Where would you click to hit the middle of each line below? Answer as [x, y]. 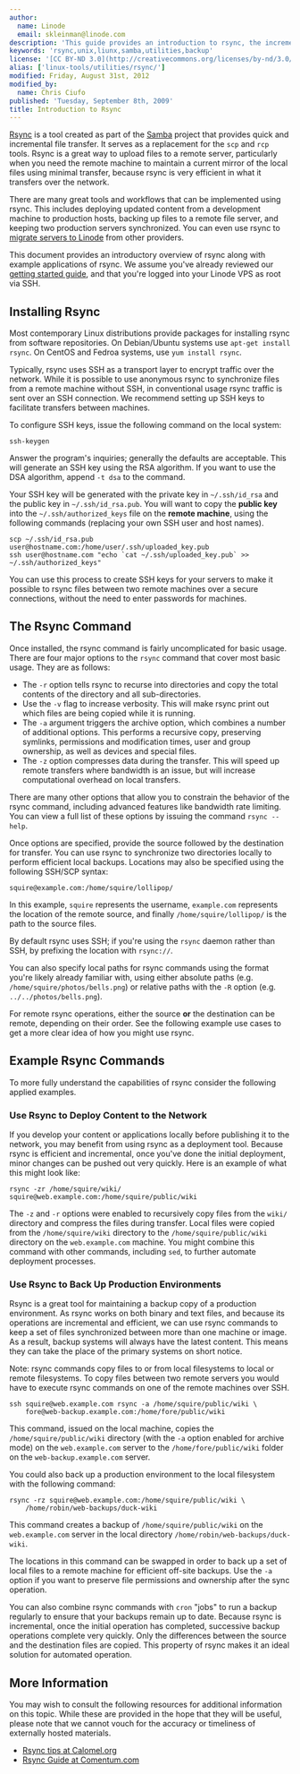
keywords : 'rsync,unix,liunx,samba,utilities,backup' [112, 51]
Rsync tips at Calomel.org [70, 1751]
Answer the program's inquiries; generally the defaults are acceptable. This [148, 458]
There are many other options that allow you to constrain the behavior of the [150, 797]
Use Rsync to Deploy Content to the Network [108, 1115]
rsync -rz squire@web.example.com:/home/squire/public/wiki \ [127, 1501]
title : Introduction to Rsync [66, 109]
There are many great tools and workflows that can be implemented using [145, 200]
